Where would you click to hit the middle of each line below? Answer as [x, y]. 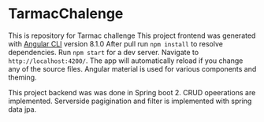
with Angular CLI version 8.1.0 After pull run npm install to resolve [115, 43]
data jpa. [22, 109]
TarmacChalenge [66, 14]
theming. [22, 77]
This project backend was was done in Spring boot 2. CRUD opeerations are [132, 92]
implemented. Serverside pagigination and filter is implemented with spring [130, 101]
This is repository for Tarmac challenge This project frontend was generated [132, 35]
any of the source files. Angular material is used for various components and [132, 68]
